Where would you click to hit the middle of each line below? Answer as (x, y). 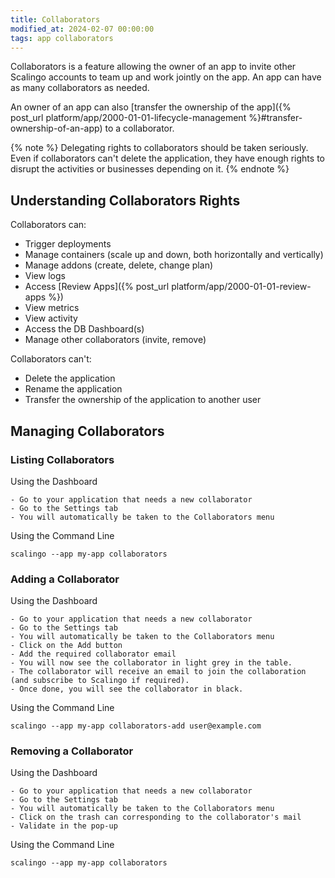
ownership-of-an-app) (56, 128)
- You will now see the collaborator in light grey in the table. (151, 663)
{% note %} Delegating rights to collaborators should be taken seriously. (159, 148)
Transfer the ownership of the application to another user (143, 400)
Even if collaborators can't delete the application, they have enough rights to (167, 158)
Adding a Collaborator (65, 579)
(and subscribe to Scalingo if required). (100, 681)
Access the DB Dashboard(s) (84, 329)
